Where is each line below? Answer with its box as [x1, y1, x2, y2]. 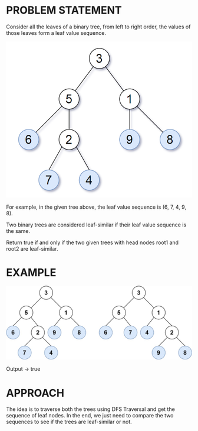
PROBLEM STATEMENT [6, 4, 122, 17]
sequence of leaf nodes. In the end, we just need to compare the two [6, 412, 174, 419]
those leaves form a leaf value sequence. [6, 29, 106, 36]
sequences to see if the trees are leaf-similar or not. [6, 418, 133, 426]
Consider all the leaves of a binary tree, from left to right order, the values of [6, 23, 191, 30]
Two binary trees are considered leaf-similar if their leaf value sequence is [6, 221, 187, 228]
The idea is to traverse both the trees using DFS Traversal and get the [6, 406, 175, 413]
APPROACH [6, 386, 65, 400]
